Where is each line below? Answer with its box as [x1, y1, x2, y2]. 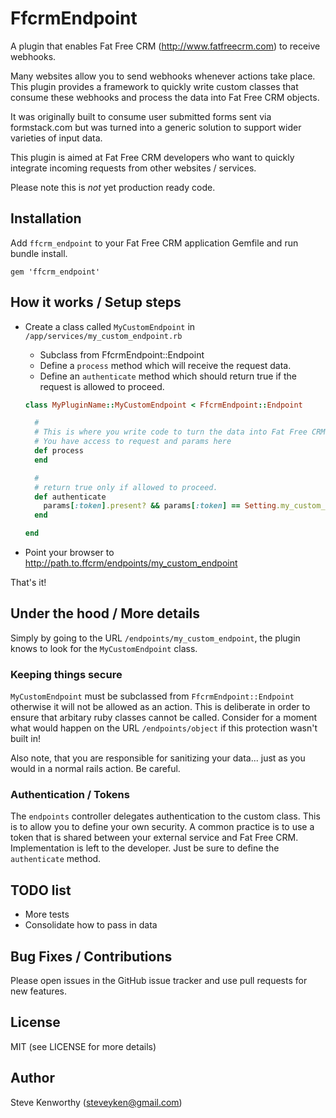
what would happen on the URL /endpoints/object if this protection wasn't [10, 722, 318, 734]
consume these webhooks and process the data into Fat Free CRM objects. [10, 91, 320, 103]
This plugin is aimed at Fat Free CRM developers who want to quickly [10, 151, 295, 163]
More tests [24, 908, 70, 921]
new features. [10, 985, 67, 997]
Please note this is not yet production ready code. [10, 181, 216, 193]
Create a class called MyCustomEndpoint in [24, 320, 196, 332]
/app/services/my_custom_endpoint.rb [24, 331, 183, 341]
